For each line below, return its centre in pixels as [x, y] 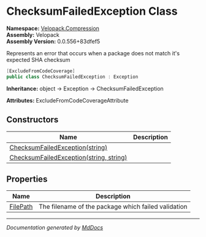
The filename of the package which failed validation [113, 207]
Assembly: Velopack [33, 34]
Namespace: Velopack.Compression [53, 28]
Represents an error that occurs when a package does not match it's [93, 53]
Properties [27, 179]
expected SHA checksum [38, 60]
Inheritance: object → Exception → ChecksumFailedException [85, 88]
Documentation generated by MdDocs [55, 228]
